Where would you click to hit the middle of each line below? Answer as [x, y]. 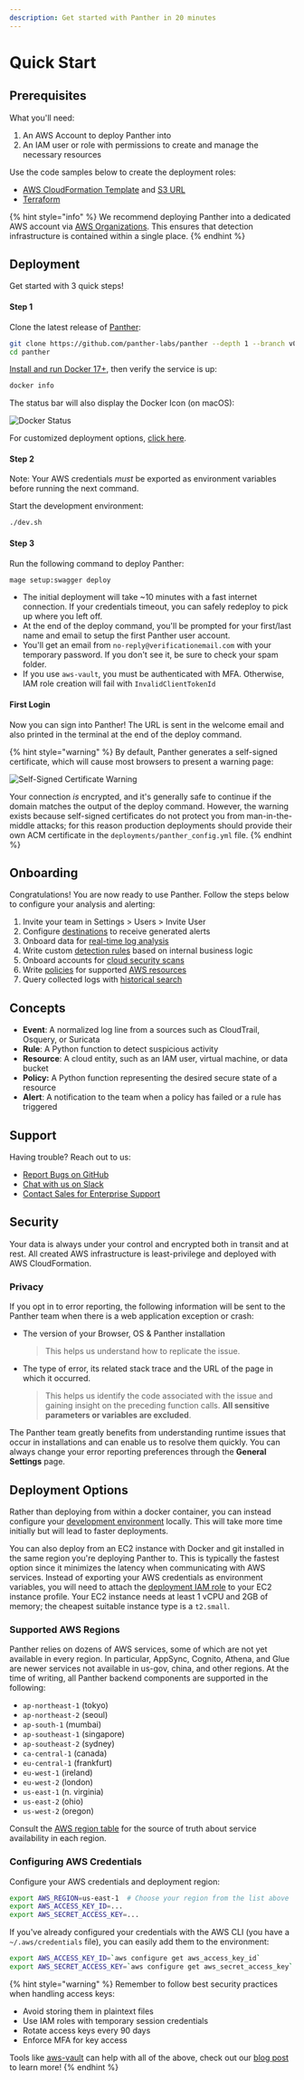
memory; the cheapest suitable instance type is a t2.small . [120, 1606]
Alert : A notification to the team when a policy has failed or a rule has [152, 1097]
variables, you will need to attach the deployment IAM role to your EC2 [141, 1587]
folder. [34, 664]
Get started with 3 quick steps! [66, 286]
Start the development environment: [76, 506]
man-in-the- [269, 816]
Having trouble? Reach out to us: [70, 1157]
